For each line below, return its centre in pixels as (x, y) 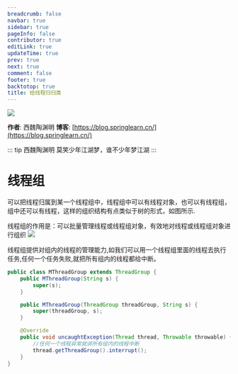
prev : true (23, 60)
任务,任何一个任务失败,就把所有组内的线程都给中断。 (84, 259)
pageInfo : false (31, 34)
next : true (23, 67)
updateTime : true (33, 54)
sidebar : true (28, 27)
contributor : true (34, 40)
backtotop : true (31, 86)
